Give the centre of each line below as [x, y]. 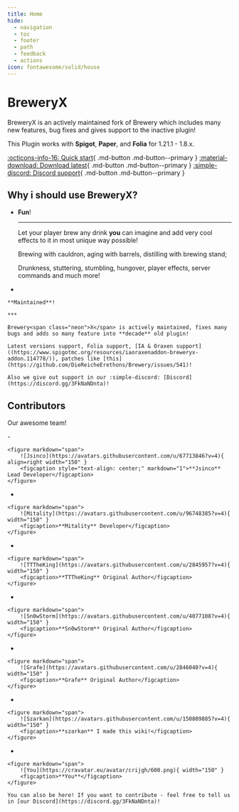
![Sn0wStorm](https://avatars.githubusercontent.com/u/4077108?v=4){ [126, 616]
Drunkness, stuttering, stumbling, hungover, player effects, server [114, 268]
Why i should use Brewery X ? [73, 195]
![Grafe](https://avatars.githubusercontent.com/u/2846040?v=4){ [119, 668]
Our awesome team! [37, 423]
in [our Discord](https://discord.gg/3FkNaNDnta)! [84, 802]
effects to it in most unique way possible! [78, 241]
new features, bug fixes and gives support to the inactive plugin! [102, 130]
